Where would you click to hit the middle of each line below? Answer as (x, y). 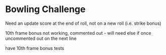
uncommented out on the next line (41, 38)
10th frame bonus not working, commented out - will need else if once (78, 33)
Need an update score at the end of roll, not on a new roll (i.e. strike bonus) (83, 23)
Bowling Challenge (45, 9)
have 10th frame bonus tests (35, 48)
